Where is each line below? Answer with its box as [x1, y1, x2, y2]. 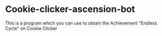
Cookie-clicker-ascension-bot [5, 3, 135, 15]
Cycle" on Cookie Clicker [5, 25, 58, 31]
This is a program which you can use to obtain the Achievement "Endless [5, 20, 157, 26]
